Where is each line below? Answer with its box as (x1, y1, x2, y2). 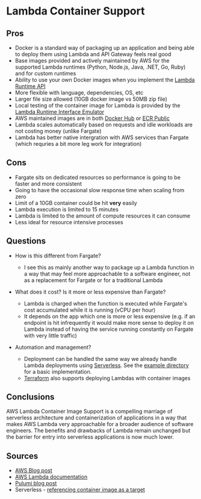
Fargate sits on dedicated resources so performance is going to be (14, 174, 181, 181)
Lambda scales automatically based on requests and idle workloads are (14, 121, 193, 128)
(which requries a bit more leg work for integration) (14, 140, 142, 147)
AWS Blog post (14, 467, 52, 474)
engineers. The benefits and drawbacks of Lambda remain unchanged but (6, 427, 191, 435)
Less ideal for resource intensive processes (14, 218, 123, 225)
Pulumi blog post (14, 480, 57, 487)
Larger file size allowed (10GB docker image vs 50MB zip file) (14, 95, 167, 102)
